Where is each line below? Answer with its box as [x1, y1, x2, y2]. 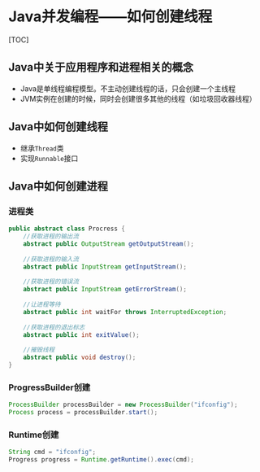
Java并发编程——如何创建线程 [8, 7, 213, 26]
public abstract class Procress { [8, 225, 126, 233]
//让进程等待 [23, 300, 61, 308]
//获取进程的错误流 [23, 278, 80, 286]
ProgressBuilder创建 [8, 382, 91, 393]
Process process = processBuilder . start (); [8, 409, 158, 417]
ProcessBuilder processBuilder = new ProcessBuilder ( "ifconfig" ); [8, 400, 238, 409]
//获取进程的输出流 [23, 233, 80, 241]
